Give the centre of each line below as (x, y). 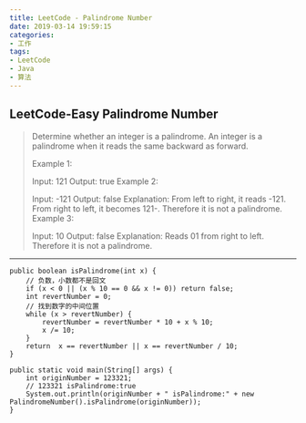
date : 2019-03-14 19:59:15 (61, 26)
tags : (20, 52)
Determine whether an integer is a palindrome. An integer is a (147, 136)
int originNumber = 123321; (79, 378)
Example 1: (52, 163)
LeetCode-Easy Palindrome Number (114, 114)
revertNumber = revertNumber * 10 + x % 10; (128, 322)
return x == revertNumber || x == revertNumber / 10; (132, 346)
